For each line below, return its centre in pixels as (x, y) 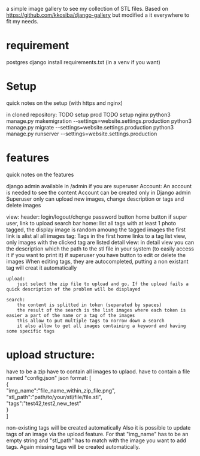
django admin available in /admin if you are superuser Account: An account (99, 186)
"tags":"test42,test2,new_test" (44, 403)
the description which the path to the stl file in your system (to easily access (100, 249)
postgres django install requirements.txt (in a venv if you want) (83, 62)
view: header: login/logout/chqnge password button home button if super (97, 217)
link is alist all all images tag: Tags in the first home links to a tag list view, (96, 235)
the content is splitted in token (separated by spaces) (90, 305)
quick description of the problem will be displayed (73, 289)
